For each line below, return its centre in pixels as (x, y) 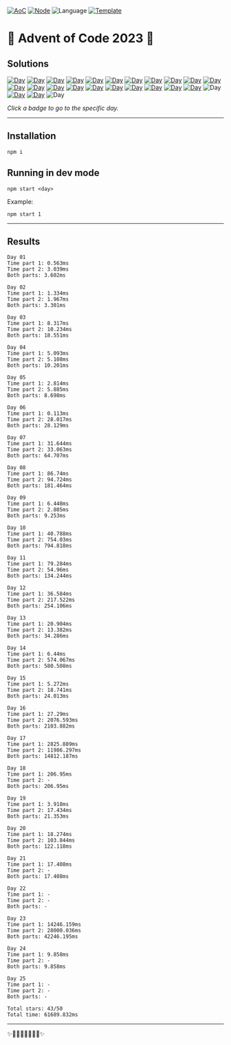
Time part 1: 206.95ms (40, 774)
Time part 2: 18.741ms (40, 690)
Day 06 (16, 408)
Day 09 (16, 498)
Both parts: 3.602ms (37, 276)
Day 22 (16, 889)
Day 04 (16, 348)
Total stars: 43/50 (35, 1009)
